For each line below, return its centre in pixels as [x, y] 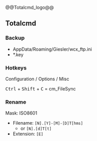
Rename [16, 102]
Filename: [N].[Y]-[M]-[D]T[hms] [48, 123]
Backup [15, 38]
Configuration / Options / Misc [37, 79]
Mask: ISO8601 [21, 113]
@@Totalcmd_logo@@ [30, 7]
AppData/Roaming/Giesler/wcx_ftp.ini [52, 49]
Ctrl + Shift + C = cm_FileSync [41, 88]
